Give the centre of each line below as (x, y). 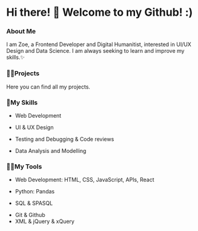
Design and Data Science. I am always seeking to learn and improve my (95, 51)
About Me (21, 32)
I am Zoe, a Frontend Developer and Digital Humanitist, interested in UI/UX (99, 44)
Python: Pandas (35, 192)
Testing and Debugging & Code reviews (64, 139)
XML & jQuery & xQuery (45, 221)
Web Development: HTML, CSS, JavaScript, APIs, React (84, 180)
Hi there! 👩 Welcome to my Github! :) (100, 12)
